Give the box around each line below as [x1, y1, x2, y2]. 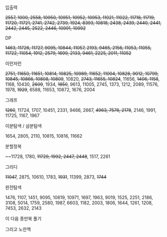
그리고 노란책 [5, 226, 31, 232]
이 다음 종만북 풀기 [5, 216, 42, 221]
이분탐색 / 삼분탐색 [5, 123, 42, 129]
